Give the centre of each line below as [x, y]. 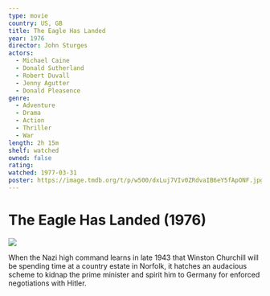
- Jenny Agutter [43, 83]
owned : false [30, 158]
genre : [19, 98]
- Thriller [34, 128]
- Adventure [36, 105]
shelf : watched [34, 150]
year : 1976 [27, 38]
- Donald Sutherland [50, 68]
